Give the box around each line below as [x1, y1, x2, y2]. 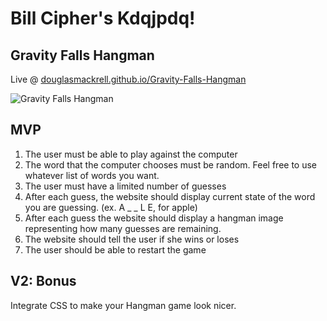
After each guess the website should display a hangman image [24, 212, 284, 224]
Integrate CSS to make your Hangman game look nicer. [10, 299, 237, 311]
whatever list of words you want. [24, 169, 160, 181]
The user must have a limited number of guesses [24, 180, 227, 192]
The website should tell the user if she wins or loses [24, 233, 240, 245]
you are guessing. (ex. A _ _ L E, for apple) [24, 201, 198, 213]
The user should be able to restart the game [24, 243, 207, 256]
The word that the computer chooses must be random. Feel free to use [24, 158, 317, 171]
